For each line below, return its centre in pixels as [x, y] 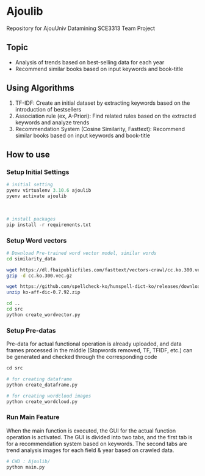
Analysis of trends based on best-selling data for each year [90, 62]
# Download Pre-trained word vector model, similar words [81, 253]
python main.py [26, 467]
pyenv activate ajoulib [37, 196]
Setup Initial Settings [38, 172]
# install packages [31, 219]
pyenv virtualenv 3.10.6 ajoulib [49, 191]
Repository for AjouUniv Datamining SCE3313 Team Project [81, 28]
